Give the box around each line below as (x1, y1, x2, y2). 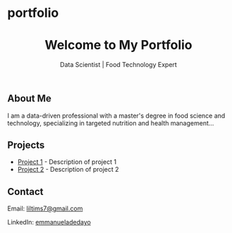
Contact (7, 185, 44, 198)
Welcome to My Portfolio (44, 37, 193, 53)
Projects (7, 139, 45, 151)
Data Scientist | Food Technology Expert (59, 61, 178, 69)
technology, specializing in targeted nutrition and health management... (7, 118, 214, 127)
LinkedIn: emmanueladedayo (7, 218, 92, 227)
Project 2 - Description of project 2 (17, 165, 119, 174)
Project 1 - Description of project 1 (17, 158, 117, 166)
